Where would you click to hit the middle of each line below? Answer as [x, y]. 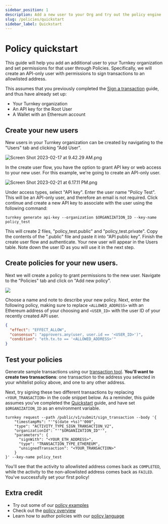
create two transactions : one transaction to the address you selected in [80, 377]
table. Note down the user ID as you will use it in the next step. [70, 247]
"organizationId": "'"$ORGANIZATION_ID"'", [61, 431]
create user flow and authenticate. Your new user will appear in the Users [81, 242]
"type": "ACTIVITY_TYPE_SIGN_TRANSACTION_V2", [64, 426]
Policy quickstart [42, 49]
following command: [26, 208]
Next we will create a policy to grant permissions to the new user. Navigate [83, 275]
